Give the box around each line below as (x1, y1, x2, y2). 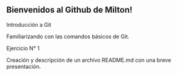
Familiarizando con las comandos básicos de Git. (6, 33, 130, 40)
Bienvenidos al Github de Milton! (6, 5, 133, 15)
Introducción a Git (6, 21, 52, 28)
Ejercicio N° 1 (6, 44, 40, 52)
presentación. (6, 63, 42, 70)
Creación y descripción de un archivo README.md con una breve (6, 56, 172, 63)
